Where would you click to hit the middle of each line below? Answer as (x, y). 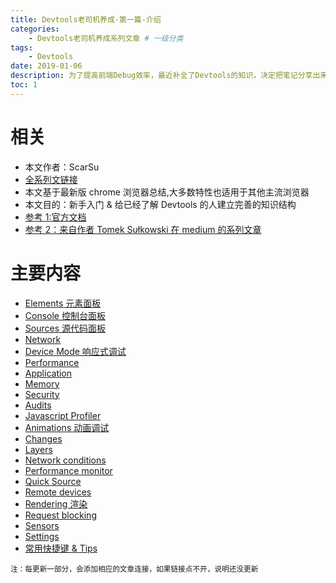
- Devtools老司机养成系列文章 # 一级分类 (106, 38)
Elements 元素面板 (63, 303)
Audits (38, 405)
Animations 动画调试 (67, 427)
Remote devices (58, 492)
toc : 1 (24, 85)
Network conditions (65, 460)
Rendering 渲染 (56, 503)
